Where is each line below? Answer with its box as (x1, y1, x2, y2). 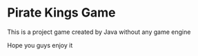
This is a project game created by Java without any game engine (7, 28, 191, 36)
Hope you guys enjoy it (7, 41, 73, 49)
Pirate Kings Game (7, 5, 116, 21)
